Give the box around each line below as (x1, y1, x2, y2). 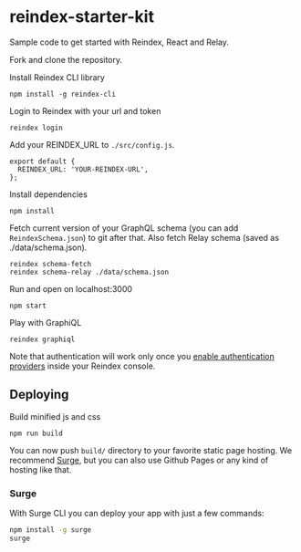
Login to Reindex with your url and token (9, 105, 161, 116)
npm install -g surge (9, 526, 92, 535)
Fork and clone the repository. (9, 54, 123, 65)
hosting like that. (9, 463, 72, 475)
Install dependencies (9, 189, 88, 200)
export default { (9, 157, 76, 166)
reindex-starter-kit (9, 6, 155, 27)
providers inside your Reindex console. (9, 360, 156, 371)
